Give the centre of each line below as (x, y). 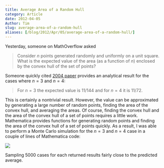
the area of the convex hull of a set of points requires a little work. (72, 115)
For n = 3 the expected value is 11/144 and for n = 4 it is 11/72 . (80, 90)
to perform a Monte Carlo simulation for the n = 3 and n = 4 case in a (75, 131)
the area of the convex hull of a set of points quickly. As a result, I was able (81, 126)
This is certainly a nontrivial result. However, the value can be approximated (82, 100)
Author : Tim (17, 23)
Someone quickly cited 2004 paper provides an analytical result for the (77, 76)
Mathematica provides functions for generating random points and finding (80, 121)
